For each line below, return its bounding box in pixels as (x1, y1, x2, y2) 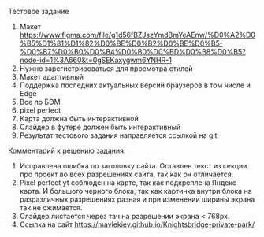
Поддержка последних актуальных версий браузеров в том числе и (19, 80, 251, 90)
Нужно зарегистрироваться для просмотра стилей (19, 64, 193, 73)
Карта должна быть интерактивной (19, 114, 139, 123)
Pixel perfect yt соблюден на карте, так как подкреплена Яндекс (19, 178, 236, 187)
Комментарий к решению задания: (8, 146, 126, 155)
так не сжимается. (19, 203, 83, 212)
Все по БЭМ (19, 98, 61, 106)
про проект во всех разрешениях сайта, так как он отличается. (19, 169, 234, 179)
